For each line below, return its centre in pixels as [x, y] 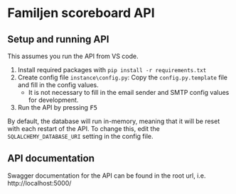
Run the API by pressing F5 [58, 107]
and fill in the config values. [58, 85]
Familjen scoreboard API [81, 13]
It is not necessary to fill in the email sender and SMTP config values [129, 92]
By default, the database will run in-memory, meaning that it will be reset [114, 121]
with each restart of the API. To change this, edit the [84, 129]
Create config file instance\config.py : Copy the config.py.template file [123, 77]
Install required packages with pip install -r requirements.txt [112, 70]
